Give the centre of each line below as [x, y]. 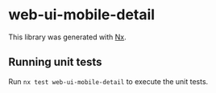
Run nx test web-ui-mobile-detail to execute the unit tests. [108, 81]
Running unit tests [55, 62]
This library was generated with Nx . [67, 37]
